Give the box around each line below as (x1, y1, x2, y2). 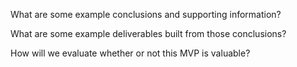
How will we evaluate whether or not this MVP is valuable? (10, 47, 251, 59)
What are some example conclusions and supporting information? (10, 9, 282, 20)
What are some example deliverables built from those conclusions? (10, 28, 287, 39)
